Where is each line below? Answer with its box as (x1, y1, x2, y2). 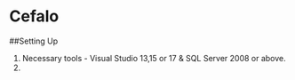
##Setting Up (9, 36, 59, 46)
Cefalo (9, 6, 60, 27)
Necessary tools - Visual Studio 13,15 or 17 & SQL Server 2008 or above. (21, 52, 286, 63)
